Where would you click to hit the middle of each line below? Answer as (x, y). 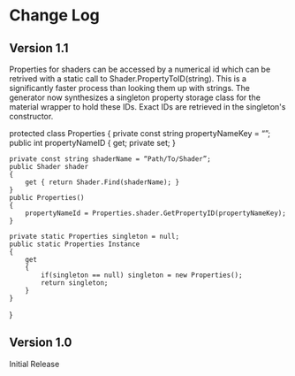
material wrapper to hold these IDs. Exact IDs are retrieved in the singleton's (147, 107)
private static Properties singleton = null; (94, 236)
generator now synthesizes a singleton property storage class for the (135, 97)
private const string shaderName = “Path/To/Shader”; (110, 159)
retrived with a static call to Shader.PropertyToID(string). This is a (128, 79)
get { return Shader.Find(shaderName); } (102, 182)
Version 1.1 (39, 48)
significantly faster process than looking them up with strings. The (129, 88)
